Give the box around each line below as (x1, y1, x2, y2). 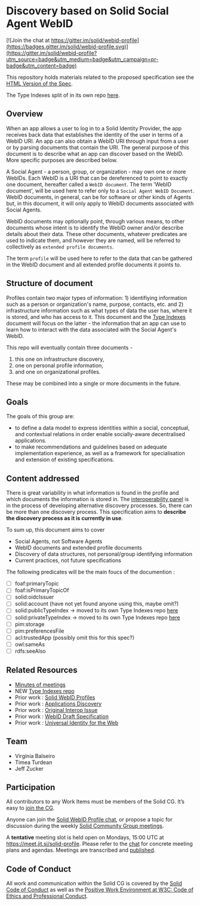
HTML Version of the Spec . (6, 79, 73, 87)
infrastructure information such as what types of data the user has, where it (6, 306, 192, 314)
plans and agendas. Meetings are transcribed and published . (6, 846, 156, 854)
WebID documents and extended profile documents (14, 544, 142, 551)
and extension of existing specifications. (14, 456, 115, 464)
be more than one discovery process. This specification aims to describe (6, 508, 186, 516)
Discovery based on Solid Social (6, 4, 169, 18)
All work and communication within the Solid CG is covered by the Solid (6, 880, 182, 887)
